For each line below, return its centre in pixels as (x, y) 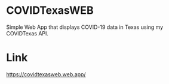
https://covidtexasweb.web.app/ (46, 74)
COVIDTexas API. (27, 33)
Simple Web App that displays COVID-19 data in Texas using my (85, 27)
